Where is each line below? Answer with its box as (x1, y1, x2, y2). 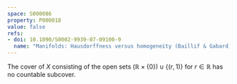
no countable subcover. (7, 71, 76, 78)
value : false (7, 23, 46, 30)
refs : (7, 29, 23, 37)
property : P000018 (7, 17, 61, 24)
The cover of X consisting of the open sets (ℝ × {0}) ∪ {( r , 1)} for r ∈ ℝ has (7, 62, 224, 71)
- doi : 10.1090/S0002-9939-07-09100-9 (7, 36, 121, 43)
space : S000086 (7, 10, 52, 17)
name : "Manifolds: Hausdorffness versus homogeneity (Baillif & (13, 43, 207, 50)
